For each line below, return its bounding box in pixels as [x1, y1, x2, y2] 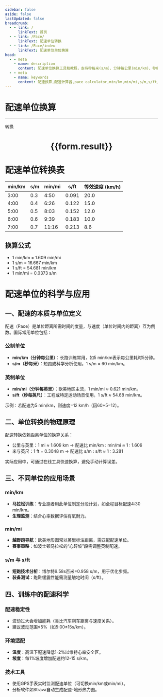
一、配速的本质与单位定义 [5, 309, 81, 318]
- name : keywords [14, 75, 49, 80]
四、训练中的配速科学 [5, 590, 69, 598]
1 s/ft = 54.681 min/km [12, 265, 57, 270]
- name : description [14, 61, 55, 66]
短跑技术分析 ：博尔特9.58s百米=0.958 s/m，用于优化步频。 [12, 569, 132, 574]
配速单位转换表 [5, 164, 65, 176]
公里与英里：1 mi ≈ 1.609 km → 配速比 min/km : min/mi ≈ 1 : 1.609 [12, 442, 143, 448]
